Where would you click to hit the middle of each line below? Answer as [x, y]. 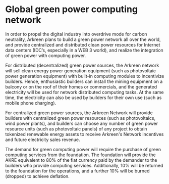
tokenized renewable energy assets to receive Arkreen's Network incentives [84, 134]
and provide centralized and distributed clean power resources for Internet [83, 44]
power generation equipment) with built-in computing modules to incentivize [85, 76]
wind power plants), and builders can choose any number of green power [81, 123]
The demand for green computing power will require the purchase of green [83, 149]
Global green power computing [71, 9]
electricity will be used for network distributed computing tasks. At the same [84, 92]
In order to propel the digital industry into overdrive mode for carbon [76, 34]
